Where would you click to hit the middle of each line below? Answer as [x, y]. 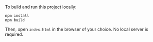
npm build [15, 20]
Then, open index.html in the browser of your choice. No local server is [77, 29]
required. [14, 34]
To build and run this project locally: [41, 7]
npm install [17, 16]
